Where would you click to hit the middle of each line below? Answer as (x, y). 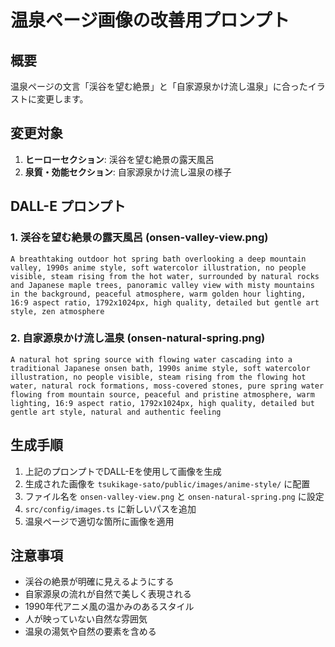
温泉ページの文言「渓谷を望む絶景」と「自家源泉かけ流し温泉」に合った (159, 86)
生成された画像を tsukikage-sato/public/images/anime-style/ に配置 (167, 483)
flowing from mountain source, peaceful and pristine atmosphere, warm (162, 394)
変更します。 (62, 99)
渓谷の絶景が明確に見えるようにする (99, 582)
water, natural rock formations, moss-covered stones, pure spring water (167, 386)
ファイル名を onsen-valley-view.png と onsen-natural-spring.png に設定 (174, 496)
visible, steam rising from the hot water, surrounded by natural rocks (165, 276)
